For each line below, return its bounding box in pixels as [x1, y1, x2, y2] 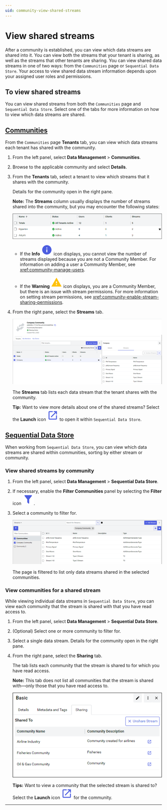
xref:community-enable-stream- [92, 294, 159, 300]
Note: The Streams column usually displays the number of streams [12, 198, 151, 204]
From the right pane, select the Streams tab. [12, 309, 103, 315]
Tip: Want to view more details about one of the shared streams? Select [12, 404, 160, 410]
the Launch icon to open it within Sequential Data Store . [12, 416, 142, 422]
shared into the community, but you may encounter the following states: [12, 204, 160, 210]
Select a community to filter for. [12, 510, 77, 516]
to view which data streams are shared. [5, 111, 86, 117]
